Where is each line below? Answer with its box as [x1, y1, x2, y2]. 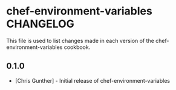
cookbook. [64, 43, 91, 51]
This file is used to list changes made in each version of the [6, 37, 154, 44]
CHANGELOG [6, 17, 74, 31]
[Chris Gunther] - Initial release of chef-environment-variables [15, 77, 171, 84]
